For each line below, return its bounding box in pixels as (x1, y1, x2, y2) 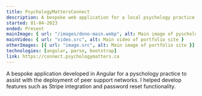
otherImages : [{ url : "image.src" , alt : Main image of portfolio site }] (6, 43, 195, 49)
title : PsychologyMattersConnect (6, 8, 90, 15)
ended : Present (6, 25, 44, 32)
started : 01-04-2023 (6, 20, 58, 26)
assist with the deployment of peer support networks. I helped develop (6, 76, 182, 83)
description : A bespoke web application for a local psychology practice (6, 14, 195, 20)
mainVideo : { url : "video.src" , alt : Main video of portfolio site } (6, 37, 185, 43)
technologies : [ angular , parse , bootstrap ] (6, 48, 117, 54)
